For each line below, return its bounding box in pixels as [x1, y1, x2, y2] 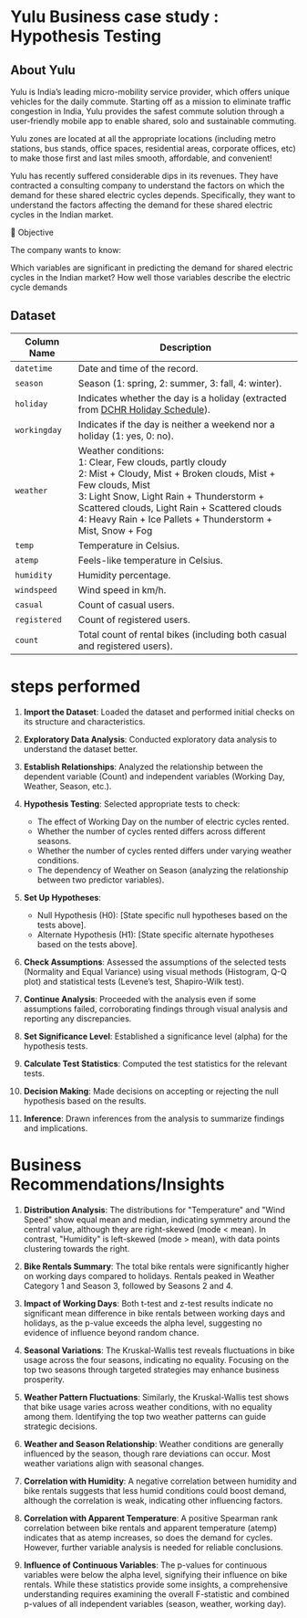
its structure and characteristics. [23, 715, 146, 727]
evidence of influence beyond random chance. [23, 1327, 200, 1338]
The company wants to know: [10, 245, 122, 255]
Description [159, 341, 212, 354]
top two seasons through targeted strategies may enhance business [23, 1364, 280, 1375]
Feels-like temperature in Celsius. [77, 554, 223, 566]
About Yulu [10, 62, 76, 78]
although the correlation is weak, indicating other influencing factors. [23, 1495, 283, 1506]
